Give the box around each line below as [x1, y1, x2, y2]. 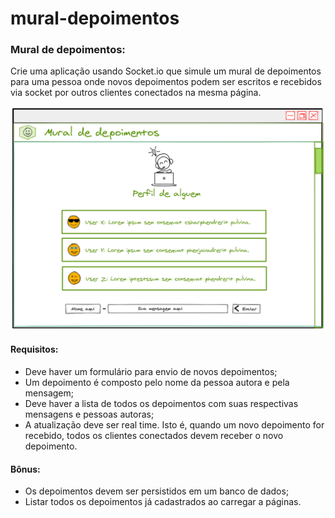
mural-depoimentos [10, 7, 180, 30]
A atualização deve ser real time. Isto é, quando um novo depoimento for [24, 419, 325, 431]
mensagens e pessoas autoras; [24, 408, 155, 421]
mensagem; [24, 387, 74, 399]
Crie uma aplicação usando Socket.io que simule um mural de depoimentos [10, 65, 322, 77]
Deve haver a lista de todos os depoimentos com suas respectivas [24, 398, 299, 410]
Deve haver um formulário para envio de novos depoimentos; [24, 366, 278, 378]
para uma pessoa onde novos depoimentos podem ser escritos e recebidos [10, 76, 322, 88]
